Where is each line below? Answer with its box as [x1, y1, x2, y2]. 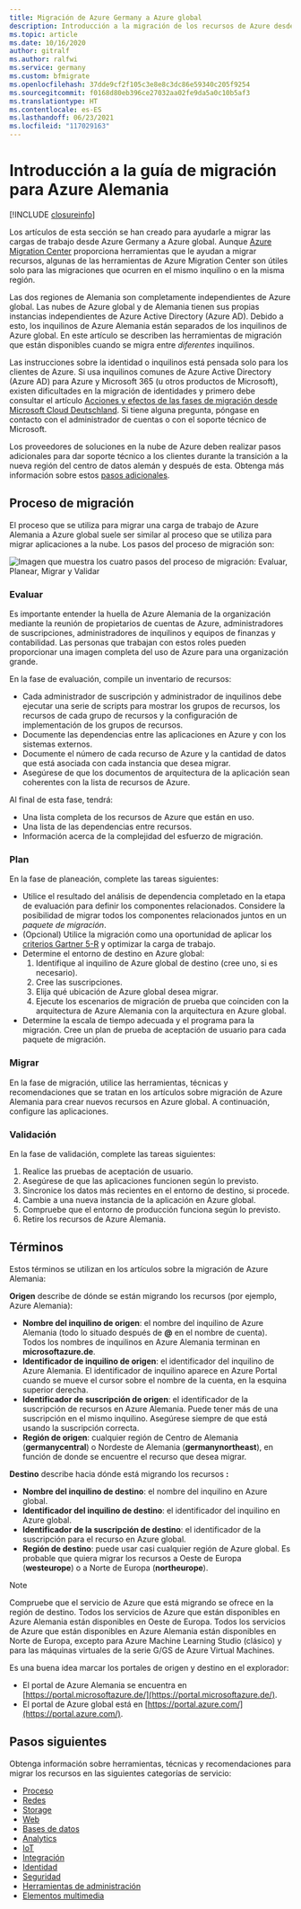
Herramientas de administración [21, 1880, 142, 1891]
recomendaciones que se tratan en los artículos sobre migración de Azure [9, 1086, 283, 1097]
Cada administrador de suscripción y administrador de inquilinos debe [21, 691, 282, 702]
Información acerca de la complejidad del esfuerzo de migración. [21, 831, 263, 842]
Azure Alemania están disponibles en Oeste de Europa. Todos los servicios [9, 1616, 287, 1627]
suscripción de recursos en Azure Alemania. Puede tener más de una [21, 1403, 279, 1414]
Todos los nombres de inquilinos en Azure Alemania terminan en [21, 1336, 261, 1348]
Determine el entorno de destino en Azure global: [21, 949, 204, 959]
